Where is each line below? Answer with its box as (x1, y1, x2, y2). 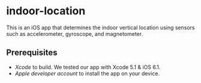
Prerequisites (6, 48, 58, 58)
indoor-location (6, 4, 86, 18)
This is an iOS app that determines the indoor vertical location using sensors (6, 24, 195, 31)
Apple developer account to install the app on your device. (14, 70, 160, 77)
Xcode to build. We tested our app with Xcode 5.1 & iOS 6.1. (14, 63, 161, 70)
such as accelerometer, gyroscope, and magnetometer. (6, 30, 143, 37)
